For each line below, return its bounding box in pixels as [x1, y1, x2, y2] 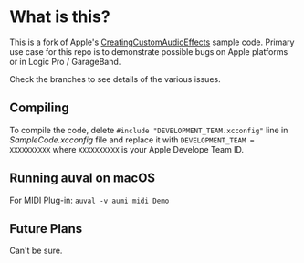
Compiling [9, 100, 70, 116]
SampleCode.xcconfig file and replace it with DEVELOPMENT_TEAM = [9, 134, 255, 145]
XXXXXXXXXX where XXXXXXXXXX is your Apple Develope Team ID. [9, 143, 245, 154]
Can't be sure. [9, 245, 63, 257]
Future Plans [9, 221, 83, 237]
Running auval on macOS [9, 171, 156, 186]
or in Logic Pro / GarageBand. [9, 56, 121, 67]
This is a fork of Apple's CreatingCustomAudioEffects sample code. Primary [9, 37, 295, 47]
